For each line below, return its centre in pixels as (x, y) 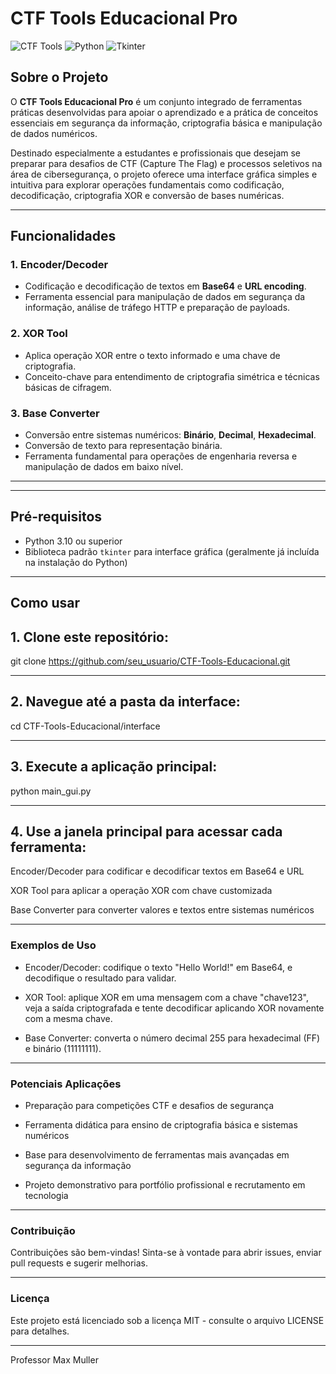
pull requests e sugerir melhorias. (79, 1263)
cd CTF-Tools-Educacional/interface (85, 726)
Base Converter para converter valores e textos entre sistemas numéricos (162, 910)
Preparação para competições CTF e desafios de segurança (149, 1106)
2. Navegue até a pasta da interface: (125, 702)
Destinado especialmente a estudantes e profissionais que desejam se (156, 153)
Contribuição (43, 1230)
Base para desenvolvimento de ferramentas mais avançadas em (157, 1155)
